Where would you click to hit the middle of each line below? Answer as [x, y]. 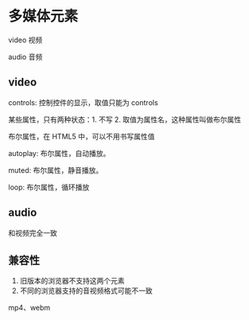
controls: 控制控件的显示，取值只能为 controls [83, 102]
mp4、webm [29, 308]
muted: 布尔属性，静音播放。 [56, 170]
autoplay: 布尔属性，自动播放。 [59, 153]
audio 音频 [25, 57]
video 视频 [25, 40]
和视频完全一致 [33, 232]
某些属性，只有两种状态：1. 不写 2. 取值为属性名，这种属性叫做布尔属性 [125, 119]
